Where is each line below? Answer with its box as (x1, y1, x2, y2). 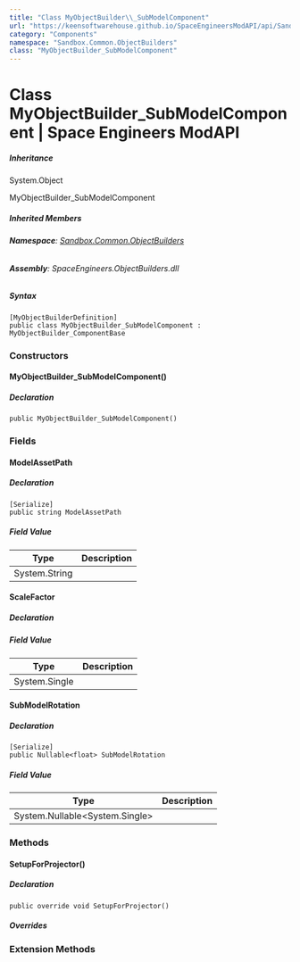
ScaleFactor (9, 592, 55, 602)
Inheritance (9, 153, 54, 163)
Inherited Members (9, 212, 82, 223)
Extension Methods (9, 942, 96, 955)
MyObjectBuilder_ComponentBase (9, 328, 126, 337)
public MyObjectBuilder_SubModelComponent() (9, 414, 178, 424)
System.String (13, 567, 73, 579)
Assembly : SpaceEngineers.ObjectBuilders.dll (9, 262, 179, 273)
